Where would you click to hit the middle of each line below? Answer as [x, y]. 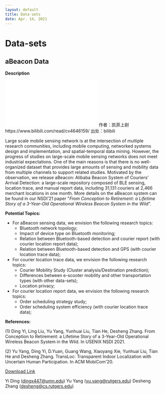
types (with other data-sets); [49, 281]
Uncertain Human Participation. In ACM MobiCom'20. [59, 362]
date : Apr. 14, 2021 [26, 19]
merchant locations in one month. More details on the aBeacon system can [81, 194]
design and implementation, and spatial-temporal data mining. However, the [82, 152]
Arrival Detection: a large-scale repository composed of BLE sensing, [75, 183]
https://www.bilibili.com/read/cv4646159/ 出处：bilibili [60, 131]
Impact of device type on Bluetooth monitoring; [67, 234]
